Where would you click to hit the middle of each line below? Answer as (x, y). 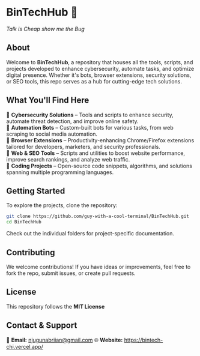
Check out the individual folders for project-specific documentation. (90, 234)
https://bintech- (144, 340)
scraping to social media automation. (52, 134)
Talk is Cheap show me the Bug (46, 29)
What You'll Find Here (48, 101)
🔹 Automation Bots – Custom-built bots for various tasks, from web (90, 127)
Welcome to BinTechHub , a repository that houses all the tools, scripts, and (100, 62)
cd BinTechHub (24, 222)
